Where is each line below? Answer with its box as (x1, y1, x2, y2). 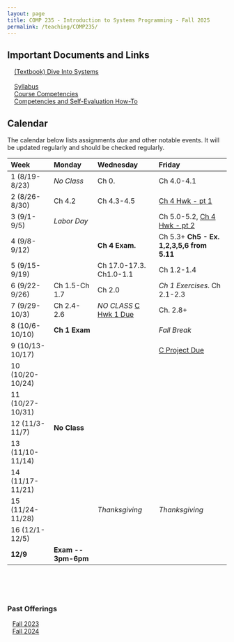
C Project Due (159, 345, 204, 354)
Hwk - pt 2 (159, 221, 195, 230)
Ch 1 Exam (53, 325, 91, 335)
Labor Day (53, 216, 88, 225)
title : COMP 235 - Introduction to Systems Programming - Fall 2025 (7, 17, 210, 24)
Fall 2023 (12, 620, 40, 628)
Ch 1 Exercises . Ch (159, 281, 221, 290)
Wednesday (97, 160, 138, 170)
